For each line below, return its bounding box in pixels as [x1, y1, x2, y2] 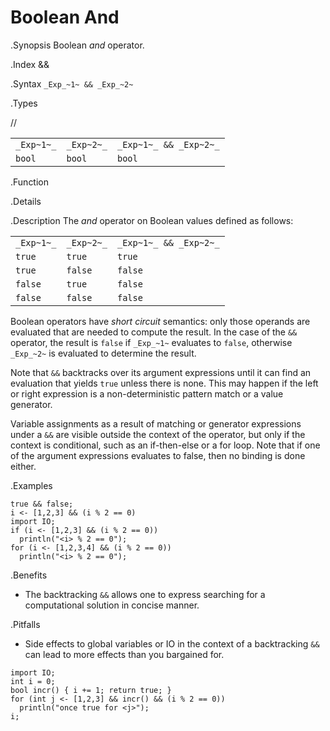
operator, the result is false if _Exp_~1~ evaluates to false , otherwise [10, 336, 293, 348]
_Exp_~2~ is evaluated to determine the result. [10, 347, 197, 359]
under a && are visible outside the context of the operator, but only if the [10, 428, 306, 440]
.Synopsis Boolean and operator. [10, 39, 145, 51]
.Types [10, 97, 38, 109]
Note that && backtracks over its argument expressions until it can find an [10, 366, 312, 378]
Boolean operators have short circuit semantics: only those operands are [10, 315, 311, 327]
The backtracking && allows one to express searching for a [24, 588, 266, 600]
